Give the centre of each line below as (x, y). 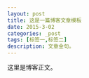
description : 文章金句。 (41, 46)
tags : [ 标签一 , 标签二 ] (37, 40)
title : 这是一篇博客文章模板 (44, 20)
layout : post (26, 14)
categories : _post (34, 33)
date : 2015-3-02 (31, 27)
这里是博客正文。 (32, 67)
